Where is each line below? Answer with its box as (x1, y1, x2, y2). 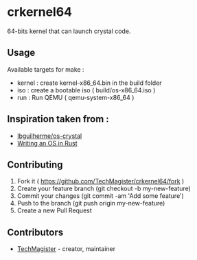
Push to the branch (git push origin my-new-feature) (16, 199, 165, 208)
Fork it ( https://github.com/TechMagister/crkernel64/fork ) (16, 177, 185, 186)
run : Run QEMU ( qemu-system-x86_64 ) (16, 93, 135, 101)
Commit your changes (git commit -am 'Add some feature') (16, 192, 184, 200)
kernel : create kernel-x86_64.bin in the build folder (16, 79, 163, 87)
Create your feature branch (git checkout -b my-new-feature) (16, 184, 191, 193)
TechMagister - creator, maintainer (16, 245, 116, 253)
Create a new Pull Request (16, 206, 93, 214)
